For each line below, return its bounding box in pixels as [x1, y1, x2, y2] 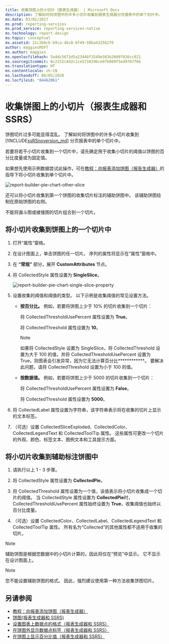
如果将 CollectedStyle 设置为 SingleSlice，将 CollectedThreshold [20, 345, 155, 351]
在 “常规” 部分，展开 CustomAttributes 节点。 [12, 261, 110, 267]
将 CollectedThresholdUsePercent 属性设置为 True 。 [20, 314, 130, 320]
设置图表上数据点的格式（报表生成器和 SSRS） [12, 621, 109, 627]
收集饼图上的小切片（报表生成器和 [5, 101, 147, 112]
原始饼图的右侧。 [14, 198, 49, 204]
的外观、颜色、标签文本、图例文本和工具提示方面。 [12, 436, 119, 442]
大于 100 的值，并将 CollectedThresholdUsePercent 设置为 [29, 351, 151, 357]
